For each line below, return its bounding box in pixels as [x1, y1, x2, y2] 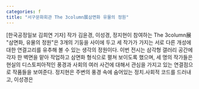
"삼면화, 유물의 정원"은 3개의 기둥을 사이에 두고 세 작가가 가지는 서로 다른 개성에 [6, 39, 192, 46]
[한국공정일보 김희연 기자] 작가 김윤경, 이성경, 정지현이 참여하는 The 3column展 [6, 31, 192, 39]
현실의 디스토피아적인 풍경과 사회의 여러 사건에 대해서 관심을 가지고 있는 [6, 61, 173, 68]
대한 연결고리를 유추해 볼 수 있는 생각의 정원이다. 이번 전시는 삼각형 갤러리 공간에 [6, 46, 193, 53]
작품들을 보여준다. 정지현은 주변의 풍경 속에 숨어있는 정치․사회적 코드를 [12, 68, 176, 75]
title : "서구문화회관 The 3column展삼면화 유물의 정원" [6, 14, 129, 20]
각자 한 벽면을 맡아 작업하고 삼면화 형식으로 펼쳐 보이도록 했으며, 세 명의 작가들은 [6, 53, 193, 61]
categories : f [6, 8, 42, 15]
